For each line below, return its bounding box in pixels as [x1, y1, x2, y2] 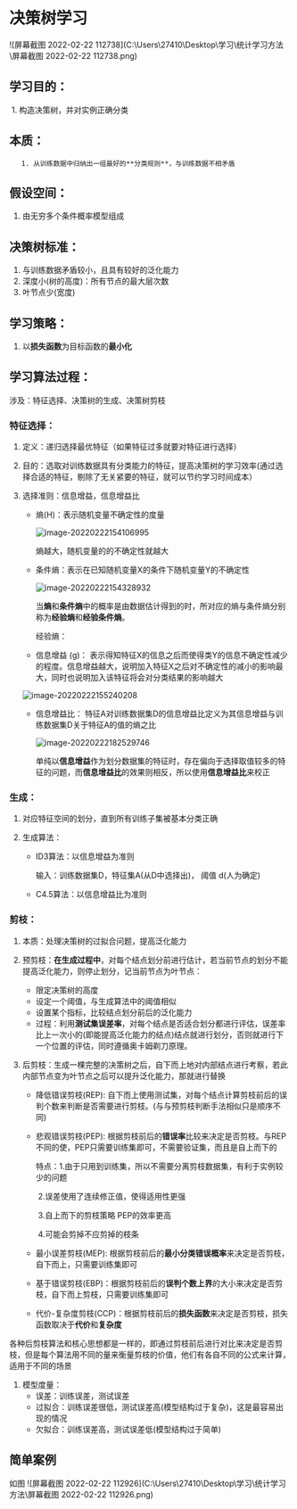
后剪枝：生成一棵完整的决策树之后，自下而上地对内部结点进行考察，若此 [21, 1059, 288, 1070]
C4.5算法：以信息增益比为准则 [35, 889, 147, 900]
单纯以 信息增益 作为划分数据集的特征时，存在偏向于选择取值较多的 [35, 755, 278, 767]
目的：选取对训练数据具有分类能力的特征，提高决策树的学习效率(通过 [21, 460, 276, 471]
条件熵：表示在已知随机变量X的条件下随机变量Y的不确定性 [35, 565, 250, 575]
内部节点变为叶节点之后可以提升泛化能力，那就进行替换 [21, 1070, 226, 1081]
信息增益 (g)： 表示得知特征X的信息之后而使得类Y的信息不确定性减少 [35, 650, 288, 661]
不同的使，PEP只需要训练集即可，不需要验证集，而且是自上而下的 [35, 1142, 277, 1152]
